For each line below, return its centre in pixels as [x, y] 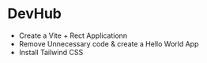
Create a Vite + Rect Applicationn [73, 35]
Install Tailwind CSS [51, 52]
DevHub [35, 14]
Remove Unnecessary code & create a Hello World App [109, 43]
